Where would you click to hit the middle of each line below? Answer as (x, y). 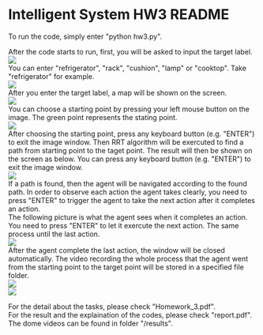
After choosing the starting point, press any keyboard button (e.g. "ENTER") (131, 134)
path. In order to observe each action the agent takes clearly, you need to (128, 192)
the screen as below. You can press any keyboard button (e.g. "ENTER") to (130, 159)
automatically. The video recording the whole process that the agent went (128, 258)
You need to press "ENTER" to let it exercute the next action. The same (124, 225)
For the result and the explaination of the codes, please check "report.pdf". (130, 314)
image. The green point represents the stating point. (93, 117)
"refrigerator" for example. (51, 76)
